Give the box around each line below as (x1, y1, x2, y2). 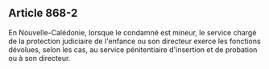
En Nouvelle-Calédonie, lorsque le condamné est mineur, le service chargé (8, 27, 257, 37)
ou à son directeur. (8, 53, 71, 63)
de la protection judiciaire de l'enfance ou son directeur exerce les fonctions (8, 36, 261, 46)
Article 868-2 (8, 6, 78, 20)
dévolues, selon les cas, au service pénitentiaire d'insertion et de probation (8, 44, 258, 55)
